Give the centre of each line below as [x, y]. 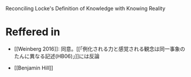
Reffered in [33, 32]
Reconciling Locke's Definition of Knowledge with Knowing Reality [86, 8]
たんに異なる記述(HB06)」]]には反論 [57, 56]
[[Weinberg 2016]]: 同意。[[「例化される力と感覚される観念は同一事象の [100, 48]
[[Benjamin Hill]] [33, 68]
